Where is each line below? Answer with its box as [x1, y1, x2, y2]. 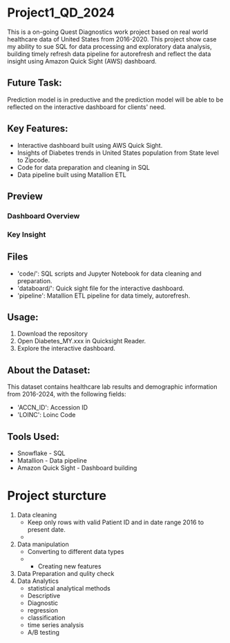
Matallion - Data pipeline [17, 457, 88, 465]
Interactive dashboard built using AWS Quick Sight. [17, 141, 163, 149]
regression [27, 606, 59, 614]
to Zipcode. [17, 155, 50, 164]
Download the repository [17, 329, 88, 338]
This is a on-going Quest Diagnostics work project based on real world [7, 28, 209, 36]
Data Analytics [17, 577, 59, 585]
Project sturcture [7, 488, 107, 503]
